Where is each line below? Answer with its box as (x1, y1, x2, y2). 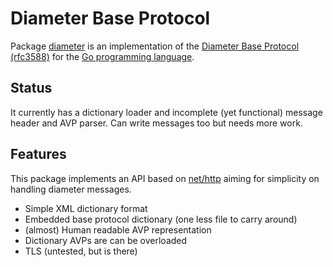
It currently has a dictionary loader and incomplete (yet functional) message (10, 106, 323, 118)
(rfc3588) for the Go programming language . (10, 50, 195, 62)
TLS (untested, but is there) (24, 245, 138, 257)
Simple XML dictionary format (24, 202, 148, 214)
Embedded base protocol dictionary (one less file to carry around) (24, 213, 298, 225)
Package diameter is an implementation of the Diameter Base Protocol (10, 40, 300, 52)
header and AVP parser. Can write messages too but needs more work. (10, 117, 303, 129)
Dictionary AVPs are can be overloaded (24, 234, 188, 246)
